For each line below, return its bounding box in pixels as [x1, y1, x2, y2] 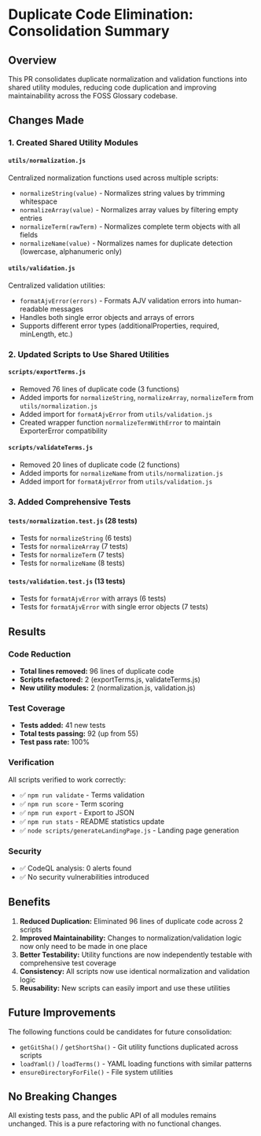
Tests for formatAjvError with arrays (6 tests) [19, 594, 167, 603]
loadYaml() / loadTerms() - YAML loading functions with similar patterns [19, 1059, 252, 1068]
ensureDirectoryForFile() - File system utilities [19, 1067, 174, 1076]
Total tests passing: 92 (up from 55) [19, 729, 139, 738]
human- [215, 296, 242, 305]
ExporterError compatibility [19, 426, 108, 436]
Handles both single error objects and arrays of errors [19, 312, 195, 322]
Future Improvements [8, 1006, 116, 1020]
